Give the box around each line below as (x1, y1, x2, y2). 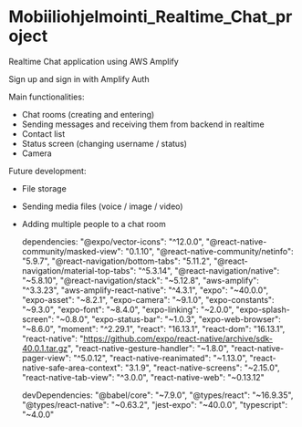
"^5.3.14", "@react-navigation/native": (138, 265, 280, 276)
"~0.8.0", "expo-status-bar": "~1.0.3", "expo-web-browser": (56, 313, 282, 325)
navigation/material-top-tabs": (21, 265, 137, 276)
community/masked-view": (21, 245, 124, 256)
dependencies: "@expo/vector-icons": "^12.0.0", (21, 235, 204, 247)
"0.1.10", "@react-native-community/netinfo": (125, 245, 294, 256)
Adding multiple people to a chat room (21, 218, 166, 229)
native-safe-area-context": (21, 362, 124, 373)
